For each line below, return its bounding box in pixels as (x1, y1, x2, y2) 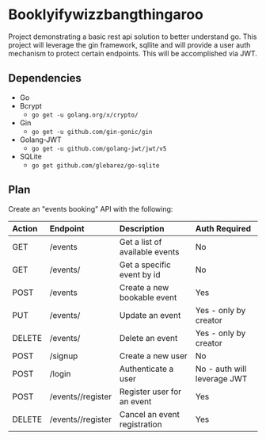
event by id (119, 269, 161, 280)
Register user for (119, 386, 182, 397)
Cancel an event (119, 408, 180, 419)
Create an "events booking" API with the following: (8, 204, 173, 213)
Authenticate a (119, 363, 174, 374)
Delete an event (119, 332, 178, 343)
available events (119, 246, 180, 257)
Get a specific (119, 259, 172, 270)
